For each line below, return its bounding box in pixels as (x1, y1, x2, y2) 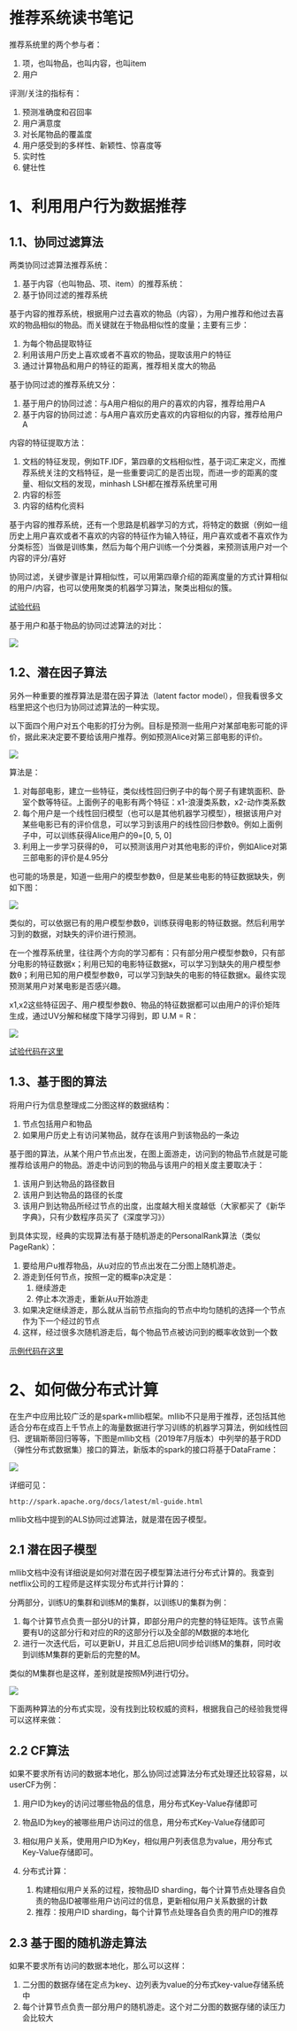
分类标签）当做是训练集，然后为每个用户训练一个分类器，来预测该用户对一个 (9, 541, 288, 552)
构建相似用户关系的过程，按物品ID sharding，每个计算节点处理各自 (34, 1885, 278, 1895)
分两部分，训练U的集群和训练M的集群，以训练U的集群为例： (9, 1597, 230, 1608)
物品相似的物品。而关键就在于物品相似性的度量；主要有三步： (24, 319, 249, 330)
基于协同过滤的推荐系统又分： (9, 378, 118, 390)
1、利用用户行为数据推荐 (9, 197, 187, 217)
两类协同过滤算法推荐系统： (9, 259, 110, 270)
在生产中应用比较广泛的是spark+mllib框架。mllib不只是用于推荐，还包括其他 (9, 1411, 286, 1421)
